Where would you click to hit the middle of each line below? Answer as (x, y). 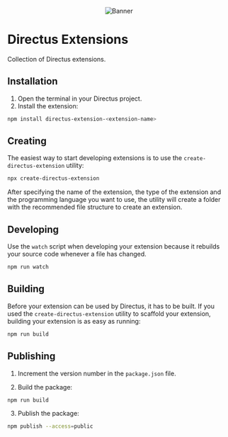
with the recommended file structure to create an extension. (95, 207)
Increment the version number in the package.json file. (97, 373)
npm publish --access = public (50, 426)
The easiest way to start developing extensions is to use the (95, 158)
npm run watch (28, 267)
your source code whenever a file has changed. (77, 254)
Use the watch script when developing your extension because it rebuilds (114, 246)
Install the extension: (48, 106)
